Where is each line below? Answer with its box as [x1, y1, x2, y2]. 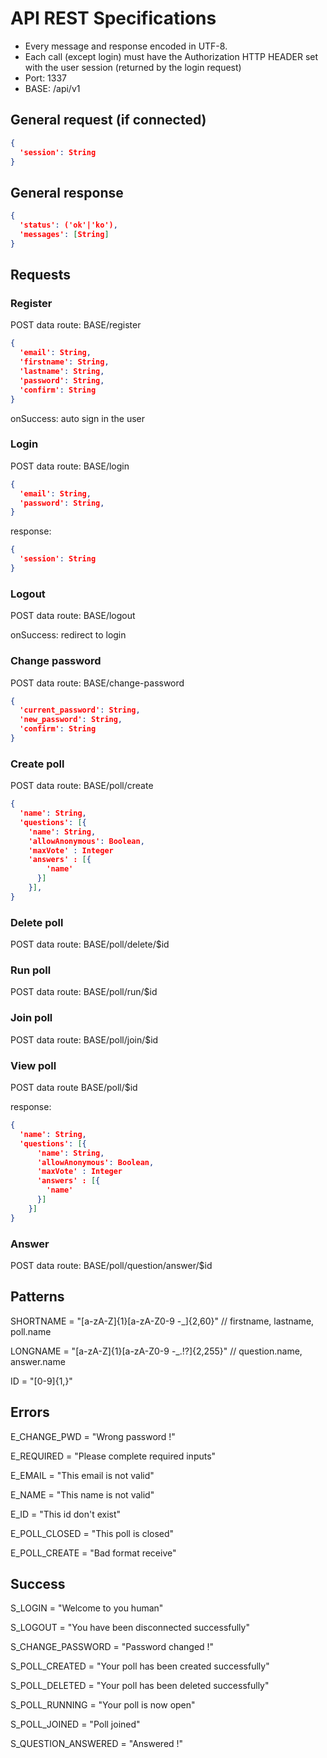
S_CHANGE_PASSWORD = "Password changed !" [10, 1641, 215, 1653]
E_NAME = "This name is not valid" [10, 1488, 155, 1501]
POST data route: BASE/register [10, 319, 142, 331]
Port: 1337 [24, 72, 68, 84]
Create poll [10, 757, 65, 771]
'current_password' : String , [19, 705, 141, 716]
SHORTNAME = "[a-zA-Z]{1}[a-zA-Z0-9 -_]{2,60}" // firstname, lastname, [10, 1315, 315, 1327]
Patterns [10, 1288, 65, 1306]
